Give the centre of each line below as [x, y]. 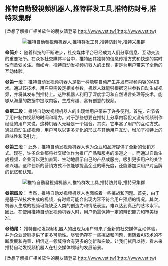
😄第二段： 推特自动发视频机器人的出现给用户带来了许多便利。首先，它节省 [82, 111]
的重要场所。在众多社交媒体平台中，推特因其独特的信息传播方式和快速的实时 [84, 58]
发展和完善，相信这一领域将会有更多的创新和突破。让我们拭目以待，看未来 [86, 241]
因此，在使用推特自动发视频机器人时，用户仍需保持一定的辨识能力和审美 [79, 212]
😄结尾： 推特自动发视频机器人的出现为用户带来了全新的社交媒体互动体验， [82, 228]
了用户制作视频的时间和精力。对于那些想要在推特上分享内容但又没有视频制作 [84, 117]
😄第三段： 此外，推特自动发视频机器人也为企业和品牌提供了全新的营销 [78, 147]
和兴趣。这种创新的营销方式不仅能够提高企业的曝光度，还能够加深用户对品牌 [84, 165]
